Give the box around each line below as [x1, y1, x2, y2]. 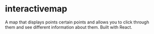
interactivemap [5, 3, 68, 14]
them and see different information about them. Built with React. [5, 24, 133, 30]
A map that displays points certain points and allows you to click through [5, 19, 150, 25]
